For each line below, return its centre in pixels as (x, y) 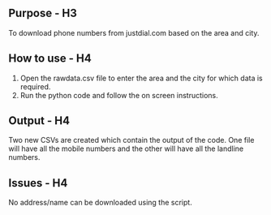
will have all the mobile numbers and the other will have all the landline (126, 148)
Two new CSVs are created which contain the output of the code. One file (131, 140)
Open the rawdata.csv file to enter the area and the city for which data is (141, 78)
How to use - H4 (50, 59)
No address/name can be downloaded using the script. (100, 203)
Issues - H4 (38, 183)
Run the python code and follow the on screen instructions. (119, 95)
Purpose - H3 (43, 13)
